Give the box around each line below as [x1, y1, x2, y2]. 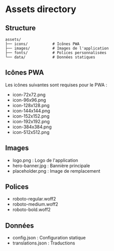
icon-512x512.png [12, 129, 50, 135]
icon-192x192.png [12, 118, 50, 124]
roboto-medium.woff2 [12, 201, 59, 208]
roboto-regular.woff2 [12, 196, 56, 202]
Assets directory [5, 4, 76, 15]
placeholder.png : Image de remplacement [12, 168, 100, 174]
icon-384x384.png [12, 124, 52, 130]
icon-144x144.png [12, 108, 50, 114]
